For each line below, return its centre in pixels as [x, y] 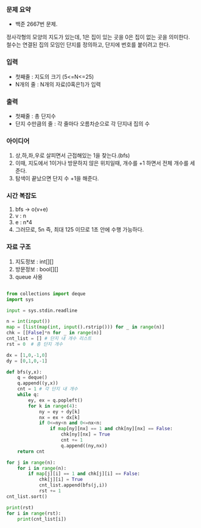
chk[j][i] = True [61, 480]
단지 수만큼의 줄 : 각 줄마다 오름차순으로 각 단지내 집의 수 [83, 123]
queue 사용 [29, 277]
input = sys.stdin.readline [42, 310]
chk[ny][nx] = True [86, 435]
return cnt [31, 451]
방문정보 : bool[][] [37, 269]
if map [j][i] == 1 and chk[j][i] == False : [84, 474]
